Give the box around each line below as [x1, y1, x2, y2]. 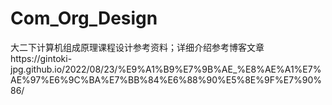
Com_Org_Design [10, 7, 158, 30]
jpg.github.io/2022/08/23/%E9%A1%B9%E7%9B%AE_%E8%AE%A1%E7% [10, 63, 322, 75]
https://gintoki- [10, 52, 73, 64]
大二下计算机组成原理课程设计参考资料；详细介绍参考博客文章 [10, 41, 265, 53]
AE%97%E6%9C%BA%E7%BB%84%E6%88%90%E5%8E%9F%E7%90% [10, 73, 323, 86]
